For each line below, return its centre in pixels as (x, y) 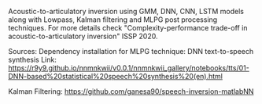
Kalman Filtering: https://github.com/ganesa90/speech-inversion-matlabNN (131, 91)
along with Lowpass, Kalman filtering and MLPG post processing (113, 20)
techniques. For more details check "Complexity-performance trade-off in (128, 28)
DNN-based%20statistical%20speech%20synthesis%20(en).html (115, 76)
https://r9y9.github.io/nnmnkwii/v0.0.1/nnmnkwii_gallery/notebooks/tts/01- (129, 68)
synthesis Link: (32, 59)
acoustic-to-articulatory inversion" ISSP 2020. (83, 36)
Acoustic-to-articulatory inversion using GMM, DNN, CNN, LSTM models (126, 11)
